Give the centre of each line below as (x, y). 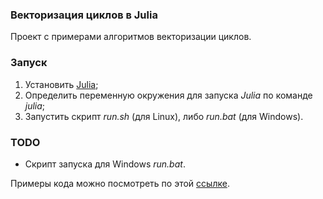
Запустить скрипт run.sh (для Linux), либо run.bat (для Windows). (164, 116)
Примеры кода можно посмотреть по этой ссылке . (120, 183)
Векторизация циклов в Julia (84, 15)
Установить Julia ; (61, 84)
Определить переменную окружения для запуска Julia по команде (168, 95)
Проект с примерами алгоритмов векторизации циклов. (131, 37)
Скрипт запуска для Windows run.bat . (105, 164)
